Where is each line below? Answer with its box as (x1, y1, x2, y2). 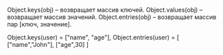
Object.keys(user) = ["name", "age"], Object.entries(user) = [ (7, 33, 180, 41)
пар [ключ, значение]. (7, 20, 72, 28)
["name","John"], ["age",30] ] (7, 41, 89, 48)
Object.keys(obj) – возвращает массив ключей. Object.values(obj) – (7, 6, 203, 14)
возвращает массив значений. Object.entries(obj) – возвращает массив (7, 13, 217, 21)
